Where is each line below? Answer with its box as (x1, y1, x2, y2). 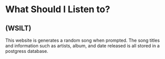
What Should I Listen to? (5, 4, 111, 15)
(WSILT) (5, 24, 32, 33)
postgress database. (5, 48, 48, 54)
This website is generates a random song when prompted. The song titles (5, 37, 160, 43)
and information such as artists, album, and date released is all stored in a (5, 43, 160, 49)
